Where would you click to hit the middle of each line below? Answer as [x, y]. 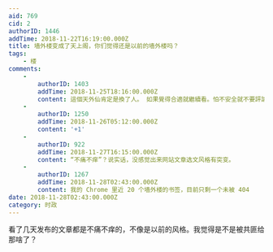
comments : [25, 69]
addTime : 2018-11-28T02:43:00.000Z [98, 182]
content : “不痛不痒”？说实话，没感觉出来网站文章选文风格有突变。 [136, 159]
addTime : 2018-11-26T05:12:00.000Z [98, 122]
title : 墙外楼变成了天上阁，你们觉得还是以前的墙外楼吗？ [94, 46]
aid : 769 [23, 16]
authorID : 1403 [63, 84]
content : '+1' [61, 129]
